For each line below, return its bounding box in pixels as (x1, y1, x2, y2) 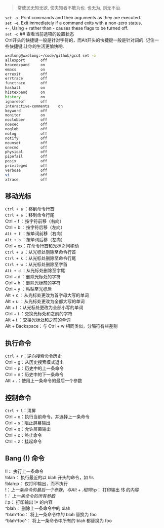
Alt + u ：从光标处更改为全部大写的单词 (5, 299, 85, 304)
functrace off (5, 81, 48, 86)
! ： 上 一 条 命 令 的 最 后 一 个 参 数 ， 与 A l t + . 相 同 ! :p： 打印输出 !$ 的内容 (5, 487, 139, 492)
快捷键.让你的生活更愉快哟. (9, 43, 64, 49)
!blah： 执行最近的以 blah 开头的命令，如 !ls (5, 474, 94, 480)
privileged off (5, 163, 48, 168)
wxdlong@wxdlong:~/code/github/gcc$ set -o (5, 53, 96, 58)
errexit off (5, 72, 48, 76)
